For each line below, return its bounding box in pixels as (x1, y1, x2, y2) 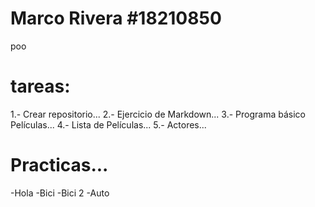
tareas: (10, 75, 71, 98)
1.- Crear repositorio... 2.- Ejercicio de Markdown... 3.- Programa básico (10, 108, 306, 120)
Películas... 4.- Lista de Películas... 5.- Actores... (10, 118, 207, 131)
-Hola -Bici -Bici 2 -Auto (10, 187, 110, 199)
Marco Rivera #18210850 (10, 7, 222, 30)
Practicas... (10, 154, 109, 177)
